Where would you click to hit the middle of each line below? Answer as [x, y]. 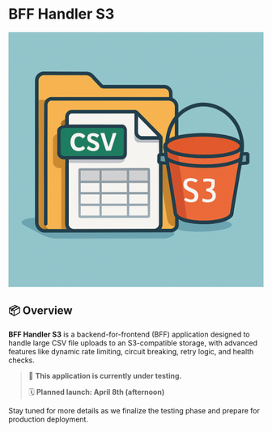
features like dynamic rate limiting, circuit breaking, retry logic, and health [131, 351]
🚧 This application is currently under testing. [105, 375]
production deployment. [49, 419]
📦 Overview [40, 311]
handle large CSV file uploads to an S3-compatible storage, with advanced [133, 343]
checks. [21, 360]
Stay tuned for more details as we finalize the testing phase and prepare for [134, 410]
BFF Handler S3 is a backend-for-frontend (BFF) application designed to [130, 334]
